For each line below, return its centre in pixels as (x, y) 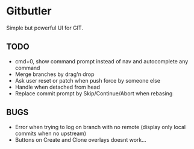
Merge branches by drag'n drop (55, 74)
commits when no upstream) (50, 133)
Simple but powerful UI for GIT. (45, 28)
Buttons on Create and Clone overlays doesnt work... (80, 139)
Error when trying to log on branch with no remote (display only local (100, 127)
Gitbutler (29, 11)
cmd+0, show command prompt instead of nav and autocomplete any (102, 61)
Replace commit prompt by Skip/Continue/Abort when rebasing (94, 93)
